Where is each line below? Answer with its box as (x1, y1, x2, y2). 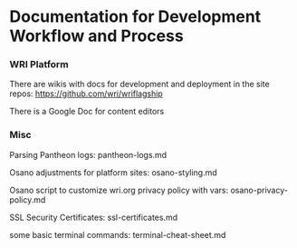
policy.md (9, 193, 46, 205)
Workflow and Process (9, 25, 184, 46)
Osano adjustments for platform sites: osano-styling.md (9, 166, 217, 178)
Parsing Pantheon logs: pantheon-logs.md (9, 149, 168, 160)
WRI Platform (9, 58, 70, 71)
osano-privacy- (230, 184, 288, 195)
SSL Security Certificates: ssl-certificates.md (9, 212, 178, 223)
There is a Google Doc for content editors (9, 106, 165, 117)
